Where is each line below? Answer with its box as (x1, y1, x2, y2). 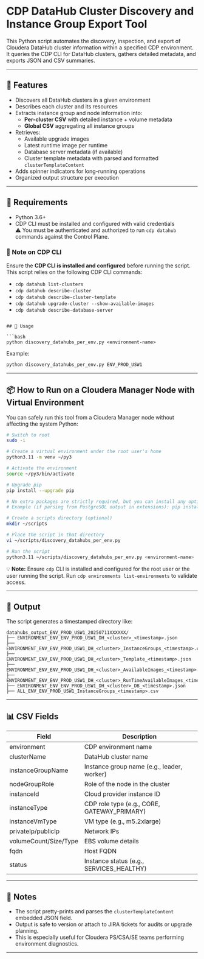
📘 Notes (6, 891, 37, 902)
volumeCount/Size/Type (9, 837, 79, 846)
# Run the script (6, 548, 50, 555)
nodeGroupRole (9, 780, 55, 789)
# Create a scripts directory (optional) (6, 515, 113, 521)
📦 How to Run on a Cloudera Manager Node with (6, 385, 195, 395)
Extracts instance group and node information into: (15, 109, 143, 116)
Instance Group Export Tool (6, 17, 148, 31)
